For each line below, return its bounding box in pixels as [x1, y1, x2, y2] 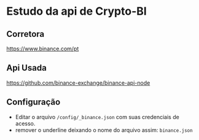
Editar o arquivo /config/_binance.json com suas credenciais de [15, 113, 179, 120]
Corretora [6, 29, 45, 39]
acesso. [15, 120, 36, 127]
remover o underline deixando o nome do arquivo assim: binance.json [15, 126, 193, 133]
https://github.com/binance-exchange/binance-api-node [6, 79, 150, 87]
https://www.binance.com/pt [6, 45, 79, 52]
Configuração [6, 97, 61, 107]
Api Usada [6, 63, 47, 73]
